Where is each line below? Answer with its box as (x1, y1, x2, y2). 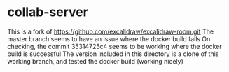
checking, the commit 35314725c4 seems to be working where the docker (7, 42, 222, 50)
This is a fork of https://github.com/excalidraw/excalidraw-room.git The (7, 27, 214, 36)
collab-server (7, 4, 89, 20)
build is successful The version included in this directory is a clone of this (7, 50, 219, 58)
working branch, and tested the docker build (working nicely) (7, 57, 184, 65)
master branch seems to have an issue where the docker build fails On (7, 34, 211, 43)
